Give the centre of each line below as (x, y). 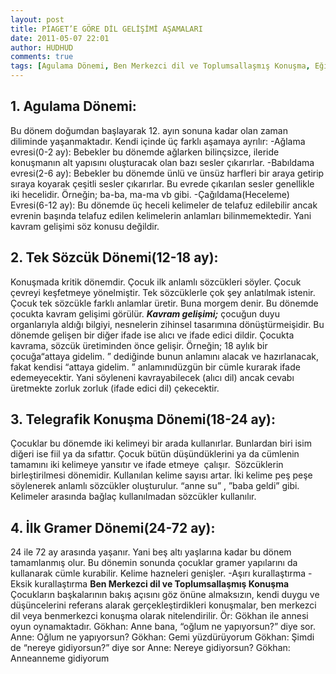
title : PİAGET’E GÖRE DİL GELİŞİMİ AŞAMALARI (106, 29)
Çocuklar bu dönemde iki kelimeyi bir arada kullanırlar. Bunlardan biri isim (161, 443)
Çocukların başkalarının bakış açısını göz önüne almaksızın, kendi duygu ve (165, 595)
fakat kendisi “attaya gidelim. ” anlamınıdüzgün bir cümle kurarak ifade (155, 367)
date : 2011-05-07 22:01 (60, 38)
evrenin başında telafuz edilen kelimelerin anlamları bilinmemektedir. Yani (161, 215)
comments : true (42, 57)
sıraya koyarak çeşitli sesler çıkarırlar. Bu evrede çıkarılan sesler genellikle (162, 183)
